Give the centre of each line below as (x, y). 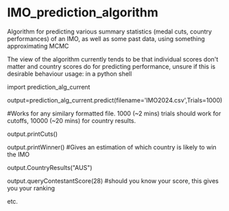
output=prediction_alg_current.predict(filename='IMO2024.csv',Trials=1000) (115, 100)
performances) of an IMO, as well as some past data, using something (106, 38)
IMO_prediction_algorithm (83, 13)
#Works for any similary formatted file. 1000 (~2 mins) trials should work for (114, 113)
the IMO (19, 154)
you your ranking (31, 188)
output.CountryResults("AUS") (50, 167)
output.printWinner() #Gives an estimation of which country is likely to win (112, 147)
